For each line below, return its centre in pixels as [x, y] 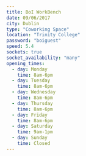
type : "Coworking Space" [38, 29]
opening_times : [26, 63]
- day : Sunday [30, 138]
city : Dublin [23, 23]
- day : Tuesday [31, 80]
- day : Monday [30, 69]
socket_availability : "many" [43, 58]
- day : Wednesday [34, 92]
